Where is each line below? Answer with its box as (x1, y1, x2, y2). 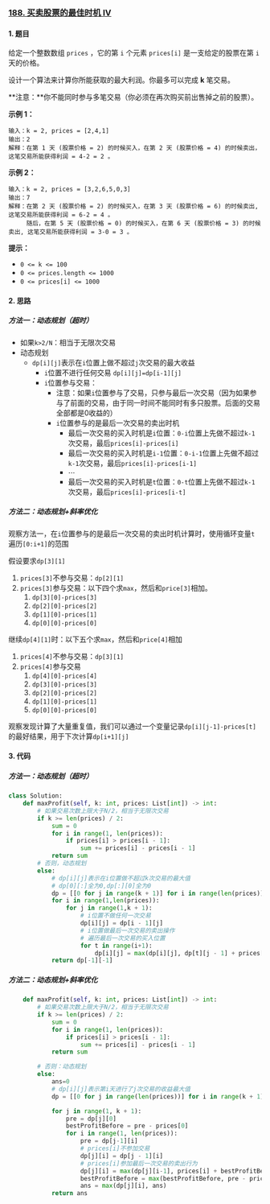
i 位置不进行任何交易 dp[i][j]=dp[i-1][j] (43, 368, 182, 377)
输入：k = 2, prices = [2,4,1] (8, 127, 110, 135)
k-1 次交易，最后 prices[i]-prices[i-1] (67, 458, 197, 468)
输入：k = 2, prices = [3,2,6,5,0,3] (8, 185, 131, 194)
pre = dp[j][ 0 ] (65, 1115, 117, 1123)
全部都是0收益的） (55, 408, 118, 418)
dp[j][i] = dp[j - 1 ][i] (80, 1152, 163, 1160)
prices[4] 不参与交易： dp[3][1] (19, 651, 125, 661)
